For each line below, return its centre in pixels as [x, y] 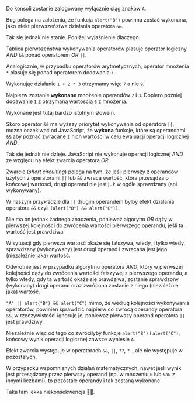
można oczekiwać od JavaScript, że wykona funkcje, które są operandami [96, 130]
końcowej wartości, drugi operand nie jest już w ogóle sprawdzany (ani [92, 184]
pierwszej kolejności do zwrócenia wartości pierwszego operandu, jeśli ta [95, 225]
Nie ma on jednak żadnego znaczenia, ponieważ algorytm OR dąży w [90, 219]
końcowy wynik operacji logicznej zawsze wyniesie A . [71, 339]
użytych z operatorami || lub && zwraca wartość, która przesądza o [88, 178]
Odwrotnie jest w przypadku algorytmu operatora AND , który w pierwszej [94, 267]
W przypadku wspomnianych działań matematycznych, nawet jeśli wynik [94, 368]
